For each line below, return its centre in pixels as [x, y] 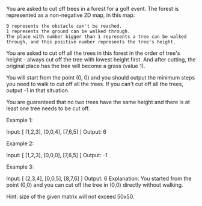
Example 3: [20, 167]
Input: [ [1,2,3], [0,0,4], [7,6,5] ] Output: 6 [57, 132]
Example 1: [20, 120]
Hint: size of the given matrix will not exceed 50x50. [70, 196]
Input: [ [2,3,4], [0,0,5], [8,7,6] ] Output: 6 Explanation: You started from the [99, 178]
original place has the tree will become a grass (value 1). [76, 66]
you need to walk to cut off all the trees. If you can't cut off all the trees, [95, 84]
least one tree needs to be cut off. [48, 108]
